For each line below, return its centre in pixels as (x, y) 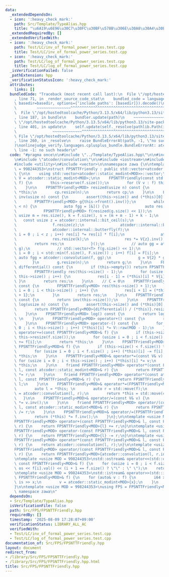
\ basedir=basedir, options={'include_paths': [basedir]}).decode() (88, 104)
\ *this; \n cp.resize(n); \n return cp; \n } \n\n (84, 192)
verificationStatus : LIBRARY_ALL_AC (48, 524)
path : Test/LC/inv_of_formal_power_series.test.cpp (69, 47)
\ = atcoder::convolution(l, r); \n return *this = (76, 393)
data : (11, 10)
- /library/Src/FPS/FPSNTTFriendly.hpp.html (53, 562)
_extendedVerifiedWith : (34, 38)
